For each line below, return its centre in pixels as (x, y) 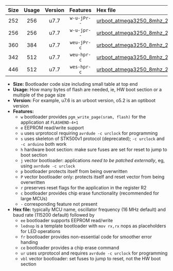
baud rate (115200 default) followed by (54, 215)
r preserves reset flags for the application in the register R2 (83, 188)
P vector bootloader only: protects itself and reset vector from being (92, 177)
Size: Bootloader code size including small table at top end (75, 84)
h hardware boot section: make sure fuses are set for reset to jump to (94, 149)
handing (29, 242)
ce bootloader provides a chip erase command (70, 248)
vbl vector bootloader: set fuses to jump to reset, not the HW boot (91, 258)
